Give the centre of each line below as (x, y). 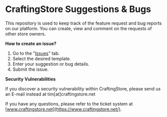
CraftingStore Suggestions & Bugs (78, 9)
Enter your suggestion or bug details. (51, 64)
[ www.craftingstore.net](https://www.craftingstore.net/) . (64, 109)
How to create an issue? (31, 43)
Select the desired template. (42, 58)
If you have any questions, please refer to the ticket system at (69, 103)
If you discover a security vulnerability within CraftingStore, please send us (83, 88)
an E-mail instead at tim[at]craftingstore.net (50, 94)
